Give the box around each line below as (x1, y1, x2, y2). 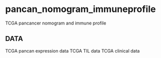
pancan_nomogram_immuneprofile (5, 3, 156, 15)
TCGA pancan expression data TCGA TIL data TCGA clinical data (5, 47, 140, 53)
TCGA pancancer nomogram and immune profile (5, 20, 106, 26)
